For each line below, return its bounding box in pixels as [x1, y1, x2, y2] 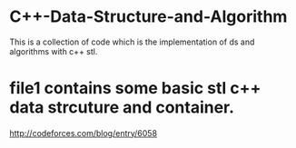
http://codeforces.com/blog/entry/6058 [9, 127, 157, 138]
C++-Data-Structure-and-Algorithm [9, 6, 288, 27]
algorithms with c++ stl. [9, 45, 98, 56]
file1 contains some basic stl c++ [9, 78, 261, 99]
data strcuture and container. [9, 97, 234, 118]
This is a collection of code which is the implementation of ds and [9, 36, 255, 47]
